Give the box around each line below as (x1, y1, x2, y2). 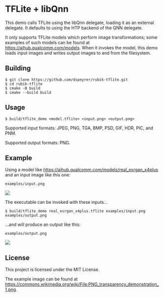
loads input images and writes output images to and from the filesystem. (5, 50, 151, 56)
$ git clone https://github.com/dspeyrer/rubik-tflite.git (5, 77, 128, 82)
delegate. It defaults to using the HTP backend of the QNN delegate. (5, 25, 143, 30)
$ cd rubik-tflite (5, 81, 43, 86)
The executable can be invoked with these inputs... (5, 199, 108, 205)
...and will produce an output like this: (5, 222, 81, 227)
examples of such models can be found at (5, 39, 90, 45)
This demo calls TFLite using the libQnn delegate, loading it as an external (5, 20, 154, 25)
